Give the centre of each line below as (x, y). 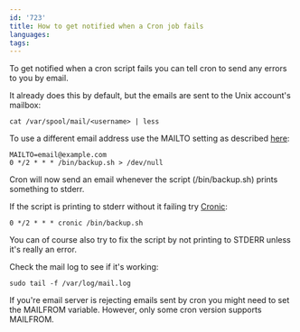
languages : (30, 34)
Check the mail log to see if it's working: (84, 267)
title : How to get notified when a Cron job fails (107, 26)
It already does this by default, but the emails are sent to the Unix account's (150, 96)
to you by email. (39, 78)
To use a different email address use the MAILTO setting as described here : (150, 138)
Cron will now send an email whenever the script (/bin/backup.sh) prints (144, 180)
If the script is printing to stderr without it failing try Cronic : (119, 207)
